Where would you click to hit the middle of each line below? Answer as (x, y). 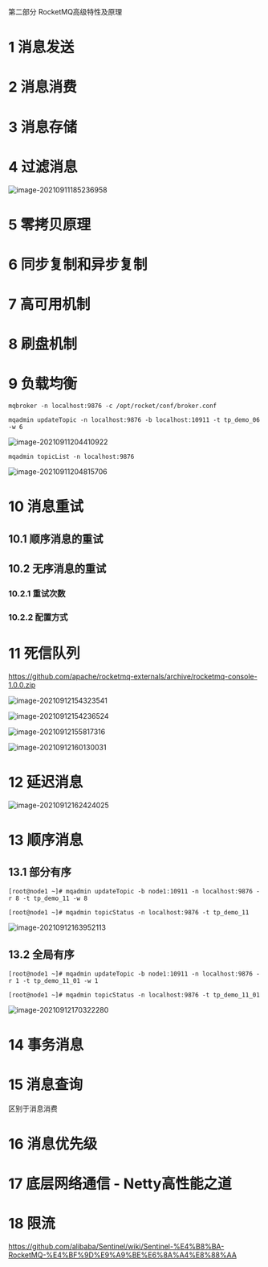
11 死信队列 (44, 654)
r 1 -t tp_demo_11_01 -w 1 (53, 980)
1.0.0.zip (22, 685)
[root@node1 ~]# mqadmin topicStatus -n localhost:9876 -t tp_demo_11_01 (134, 995)
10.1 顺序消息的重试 (56, 539)
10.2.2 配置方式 (38, 617)
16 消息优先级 (53, 1144)
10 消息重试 (46, 507)
